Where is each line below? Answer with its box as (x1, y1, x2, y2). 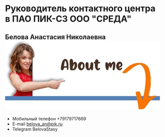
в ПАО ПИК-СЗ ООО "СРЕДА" (5, 13, 132, 24)
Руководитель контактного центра (5, 3, 156, 14)
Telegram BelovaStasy (12, 126, 58, 132)
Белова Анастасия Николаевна (5, 33, 106, 41)
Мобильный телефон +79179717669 (12, 116, 86, 122)
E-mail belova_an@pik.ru (12, 121, 63, 127)
